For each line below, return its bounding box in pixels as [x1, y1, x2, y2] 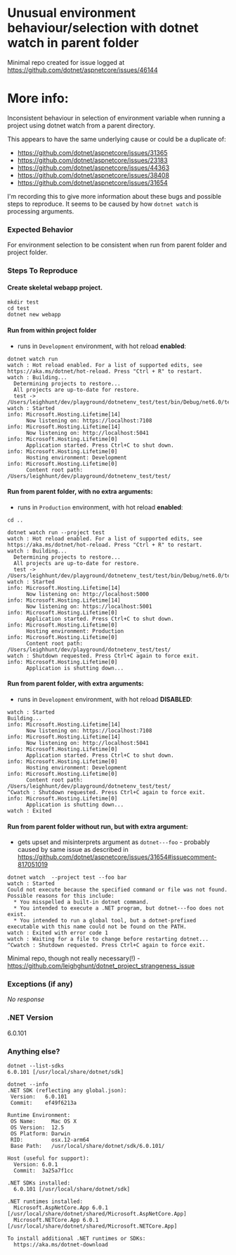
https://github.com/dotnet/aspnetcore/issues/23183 [17, 156, 168, 164]
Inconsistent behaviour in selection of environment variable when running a [7, 113, 225, 122]
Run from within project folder [7, 326, 97, 334]
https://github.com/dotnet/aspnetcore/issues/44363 [17, 163, 170, 172]
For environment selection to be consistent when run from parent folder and [7, 241, 227, 249]
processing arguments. [7, 206, 74, 216]
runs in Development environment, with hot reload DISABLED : [17, 695, 193, 703]
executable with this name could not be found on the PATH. [7, 923, 188, 931]
